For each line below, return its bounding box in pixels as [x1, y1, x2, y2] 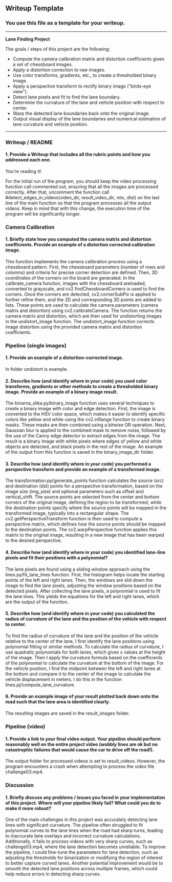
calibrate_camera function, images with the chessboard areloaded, [5, 280, 146, 286]
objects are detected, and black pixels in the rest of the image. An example [5, 444, 163, 450]
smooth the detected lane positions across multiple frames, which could [5, 866, 158, 872]
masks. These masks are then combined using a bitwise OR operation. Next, [5, 422, 166, 428]
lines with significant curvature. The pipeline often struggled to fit [5, 822, 143, 828]
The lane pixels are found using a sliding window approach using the [5, 566, 150, 572]
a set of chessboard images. [12, 61, 73, 67]
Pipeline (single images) [5, 342, 67, 349]
